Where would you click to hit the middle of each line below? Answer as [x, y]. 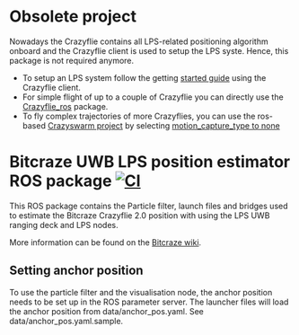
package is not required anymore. [72, 60]
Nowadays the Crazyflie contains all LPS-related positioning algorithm [139, 41]
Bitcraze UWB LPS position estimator [150, 162]
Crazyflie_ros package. [65, 106]
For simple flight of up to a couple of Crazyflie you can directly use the [153, 97]
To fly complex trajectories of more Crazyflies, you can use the [139, 116]
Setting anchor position [76, 271]
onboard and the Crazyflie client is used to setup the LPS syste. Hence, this [149, 50]
